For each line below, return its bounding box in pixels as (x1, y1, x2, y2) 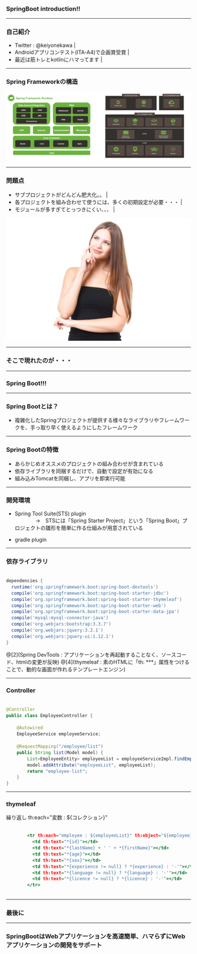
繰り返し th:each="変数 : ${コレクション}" (6, 814, 108, 821)
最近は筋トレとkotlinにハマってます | (14, 56, 103, 63)
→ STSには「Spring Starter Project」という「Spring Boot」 (35, 517, 183, 524)
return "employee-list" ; (27, 768, 88, 774)
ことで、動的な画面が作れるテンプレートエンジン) (6, 666, 126, 673)
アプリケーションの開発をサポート (6, 941, 103, 949)
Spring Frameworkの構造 (6, 77, 78, 86)
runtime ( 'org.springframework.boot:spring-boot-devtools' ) (11, 584, 159, 590)
